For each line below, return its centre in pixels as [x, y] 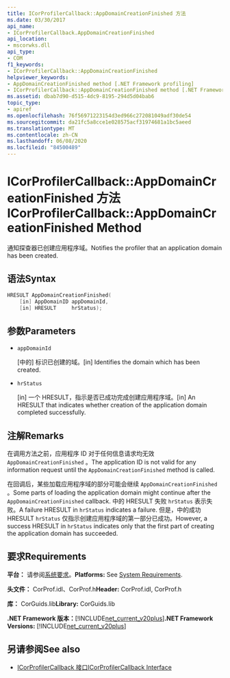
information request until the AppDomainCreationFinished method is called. [111, 470]
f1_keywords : [26, 65]
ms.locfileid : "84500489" [44, 148]
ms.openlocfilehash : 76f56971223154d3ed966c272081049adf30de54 [99, 115]
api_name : [21, 26]
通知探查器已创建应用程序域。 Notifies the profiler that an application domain [115, 247]
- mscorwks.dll [29, 45]
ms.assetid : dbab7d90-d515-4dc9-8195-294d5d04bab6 [81, 97]
